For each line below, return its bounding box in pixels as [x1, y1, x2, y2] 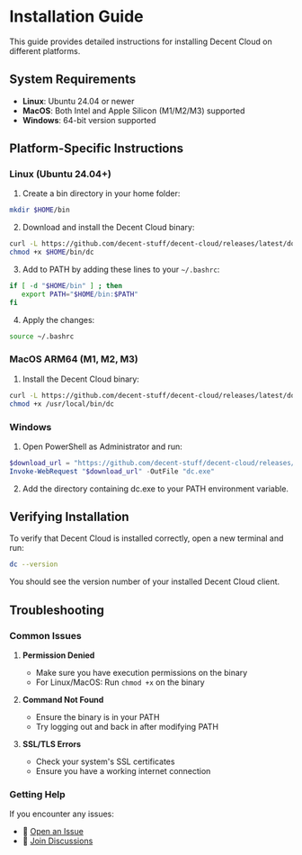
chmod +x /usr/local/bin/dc [9, 399, 115, 409]
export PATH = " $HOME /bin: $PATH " [21, 290, 139, 299]
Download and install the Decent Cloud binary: [22, 222, 195, 233]
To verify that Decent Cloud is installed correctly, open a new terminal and [9, 533, 284, 544]
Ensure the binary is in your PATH [35, 712, 160, 723]
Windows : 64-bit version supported [22, 114, 156, 125]
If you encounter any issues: [9, 808, 115, 820]
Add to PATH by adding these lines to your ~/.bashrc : [22, 264, 220, 275]
